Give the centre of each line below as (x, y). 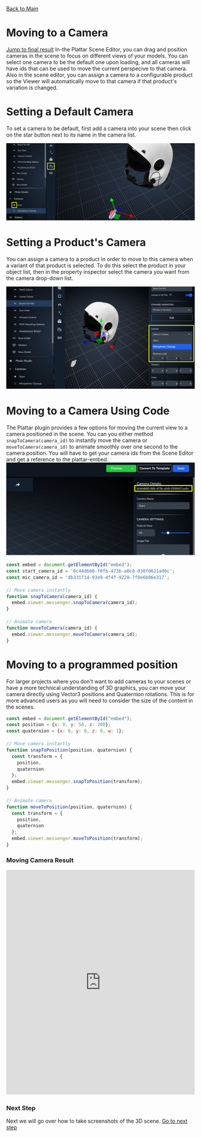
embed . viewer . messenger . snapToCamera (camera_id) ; (74, 603)
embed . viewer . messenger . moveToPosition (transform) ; (77, 839)
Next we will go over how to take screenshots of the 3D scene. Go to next (97, 1121)
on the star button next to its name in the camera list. (71, 135)
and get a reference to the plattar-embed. (57, 459)
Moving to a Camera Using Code (88, 411)
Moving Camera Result (40, 860)
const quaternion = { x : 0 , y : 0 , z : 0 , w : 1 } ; (65, 731)
